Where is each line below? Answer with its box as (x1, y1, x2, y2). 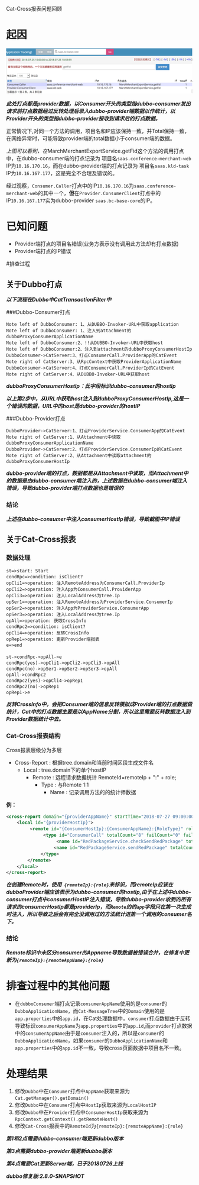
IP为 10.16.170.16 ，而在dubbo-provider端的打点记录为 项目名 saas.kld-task (6, 162, 190, 169)
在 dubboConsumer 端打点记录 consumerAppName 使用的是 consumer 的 (14, 1000, 167, 1007)
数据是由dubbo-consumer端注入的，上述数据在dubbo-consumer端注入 (11, 477, 188, 484)
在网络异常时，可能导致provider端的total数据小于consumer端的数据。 (6, 135, 175, 142)
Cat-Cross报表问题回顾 (6, 5, 63, 12)
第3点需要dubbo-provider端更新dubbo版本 (6, 1148, 112, 1155)
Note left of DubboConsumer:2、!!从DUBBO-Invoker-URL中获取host (6, 340, 164, 346)
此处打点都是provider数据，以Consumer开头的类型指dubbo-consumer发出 (6, 100, 191, 107)
